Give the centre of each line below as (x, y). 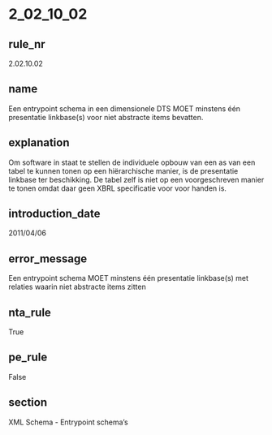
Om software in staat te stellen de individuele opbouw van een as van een (132, 162)
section (28, 403)
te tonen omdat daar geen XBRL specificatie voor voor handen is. (118, 188)
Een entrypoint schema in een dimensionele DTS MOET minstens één (125, 108)
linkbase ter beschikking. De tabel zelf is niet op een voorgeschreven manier (136, 179)
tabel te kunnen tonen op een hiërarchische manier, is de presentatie (123, 170)
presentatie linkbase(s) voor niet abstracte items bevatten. (106, 117)
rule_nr (27, 44)
